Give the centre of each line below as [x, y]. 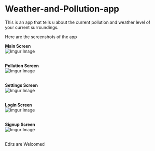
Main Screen [18, 46]
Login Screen [19, 105]
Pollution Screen [22, 66]
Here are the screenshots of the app [41, 37]
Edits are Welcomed [25, 144]
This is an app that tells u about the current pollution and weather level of [78, 22]
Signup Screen [20, 124]
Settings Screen [21, 85]
